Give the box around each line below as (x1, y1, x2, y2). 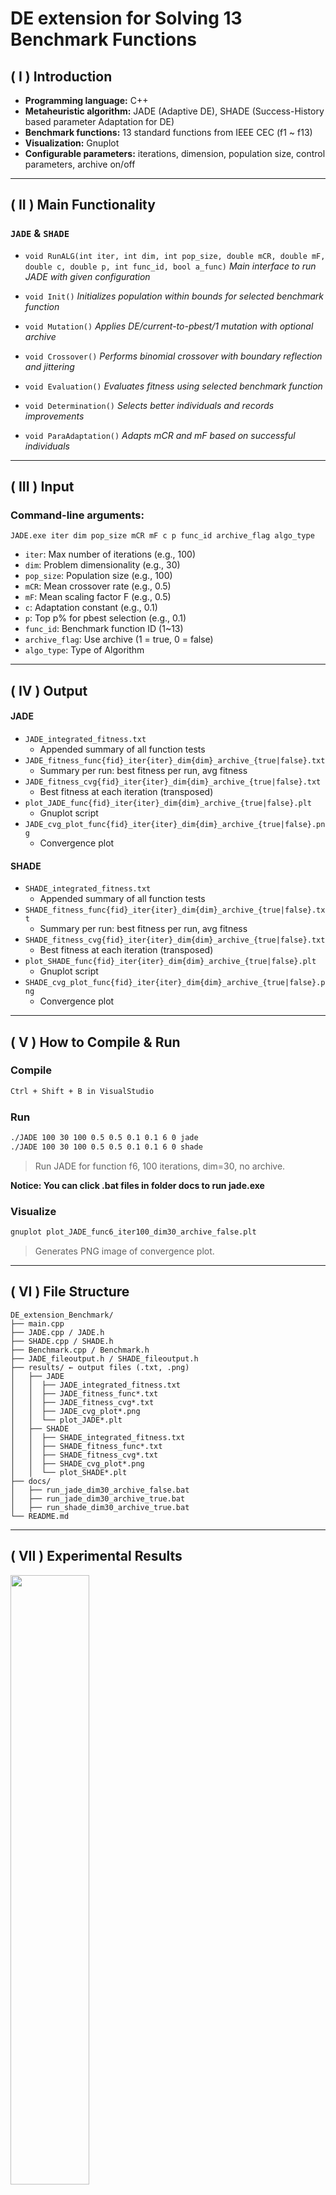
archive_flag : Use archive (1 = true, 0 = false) (24, 633, 214, 646)
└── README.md (10, 1511, 70, 1521)
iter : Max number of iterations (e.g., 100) (24, 548, 197, 561)
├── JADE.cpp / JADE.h (10, 1327, 105, 1337)
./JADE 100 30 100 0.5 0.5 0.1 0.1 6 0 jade (10, 1133, 199, 1143)
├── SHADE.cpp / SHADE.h (10, 1336, 114, 1346)
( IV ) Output (10, 682, 88, 699)
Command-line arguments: (10, 508, 145, 522)
